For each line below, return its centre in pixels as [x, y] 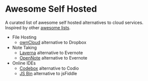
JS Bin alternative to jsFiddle [48, 73]
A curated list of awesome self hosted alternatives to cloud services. [74, 22]
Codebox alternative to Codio [49, 68]
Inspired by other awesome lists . [38, 27]
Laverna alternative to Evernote [51, 53]
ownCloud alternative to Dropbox [53, 42]
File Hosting [24, 37]
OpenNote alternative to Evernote [53, 58]
